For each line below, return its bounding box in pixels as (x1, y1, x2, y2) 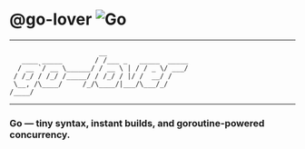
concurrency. (9, 128, 71, 141)
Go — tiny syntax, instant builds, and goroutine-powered (9, 116, 265, 129)
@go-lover (9, 9, 93, 30)
